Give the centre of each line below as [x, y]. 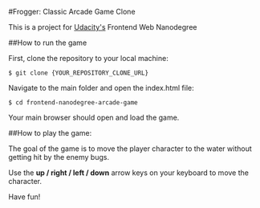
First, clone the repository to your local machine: [88, 58]
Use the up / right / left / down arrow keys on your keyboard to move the [128, 173]
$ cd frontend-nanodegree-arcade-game [73, 103]
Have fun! [24, 197]
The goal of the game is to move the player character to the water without [130, 149]
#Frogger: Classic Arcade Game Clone [72, 12]
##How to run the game [48, 43]
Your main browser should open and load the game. [94, 117]
